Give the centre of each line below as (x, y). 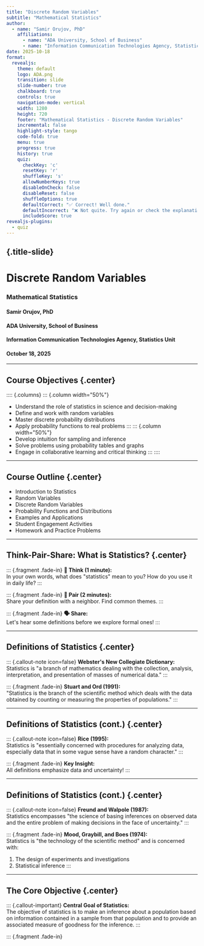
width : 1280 (32, 108)
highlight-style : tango (47, 131)
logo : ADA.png (35, 74)
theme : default (36, 69)
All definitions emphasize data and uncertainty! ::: (68, 770)
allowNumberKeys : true (51, 182)
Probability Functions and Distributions (63, 511)
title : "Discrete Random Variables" (53, 12)
